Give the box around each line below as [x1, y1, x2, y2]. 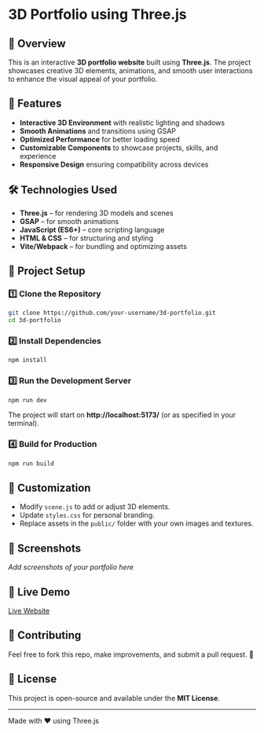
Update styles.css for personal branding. [19, 511, 155, 520]
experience [19, 151, 57, 160]
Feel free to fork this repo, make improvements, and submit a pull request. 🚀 [8, 650, 254, 659]
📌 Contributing [8, 629, 82, 642]
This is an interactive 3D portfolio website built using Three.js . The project [8, 57, 251, 67]
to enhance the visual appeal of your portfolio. [8, 75, 158, 83]
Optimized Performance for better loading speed [19, 134, 181, 144]
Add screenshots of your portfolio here [8, 563, 134, 572]
